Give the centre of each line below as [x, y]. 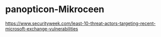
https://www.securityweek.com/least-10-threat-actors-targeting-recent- [80, 23]
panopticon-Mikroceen [55, 9]
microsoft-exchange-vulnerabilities [42, 28]
